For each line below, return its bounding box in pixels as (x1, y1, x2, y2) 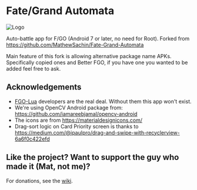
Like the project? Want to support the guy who (6, 152, 179, 162)
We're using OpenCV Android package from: (14, 104, 123, 111)
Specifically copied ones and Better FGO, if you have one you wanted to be (6, 59, 188, 66)
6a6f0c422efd (14, 135, 50, 142)
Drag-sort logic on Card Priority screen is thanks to (14, 122, 139, 130)
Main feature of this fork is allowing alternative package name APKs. (6, 52, 172, 59)
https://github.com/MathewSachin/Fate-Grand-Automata (6, 41, 144, 48)
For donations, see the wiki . (6, 177, 73, 184)
